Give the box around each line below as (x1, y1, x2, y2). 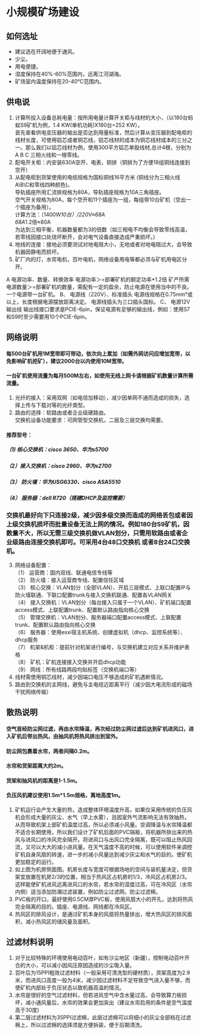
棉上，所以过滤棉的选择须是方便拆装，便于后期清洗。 (14, 1021, 146, 1028)
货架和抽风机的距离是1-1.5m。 (6, 777, 80, 784)
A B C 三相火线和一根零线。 (14, 151, 83, 158)
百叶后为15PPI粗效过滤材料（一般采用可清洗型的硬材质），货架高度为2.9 (14, 969, 190, 976)
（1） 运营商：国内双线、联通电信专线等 (14, 569, 113, 576)
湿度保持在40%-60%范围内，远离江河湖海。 (14, 70, 125, 78)
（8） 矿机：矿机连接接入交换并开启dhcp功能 (14, 659, 126, 666)
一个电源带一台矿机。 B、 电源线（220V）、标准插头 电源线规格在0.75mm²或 (6, 291, 193, 298)
